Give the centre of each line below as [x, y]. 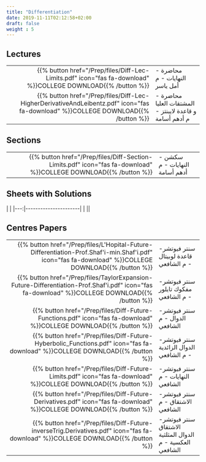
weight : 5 [20, 29]
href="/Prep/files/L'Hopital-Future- [101, 244]
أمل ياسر [167, 86]
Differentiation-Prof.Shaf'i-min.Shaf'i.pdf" [92, 252]
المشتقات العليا [175, 104]
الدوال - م [172, 318]
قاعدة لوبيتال [175, 256]
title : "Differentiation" [39, 12]
